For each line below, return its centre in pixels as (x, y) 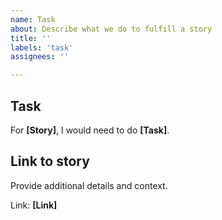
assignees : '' (40, 57)
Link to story (50, 161)
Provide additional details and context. (89, 185)
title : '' (31, 38)
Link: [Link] (34, 205)
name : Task (33, 19)
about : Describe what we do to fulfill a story (111, 29)
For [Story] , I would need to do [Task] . (90, 130)
